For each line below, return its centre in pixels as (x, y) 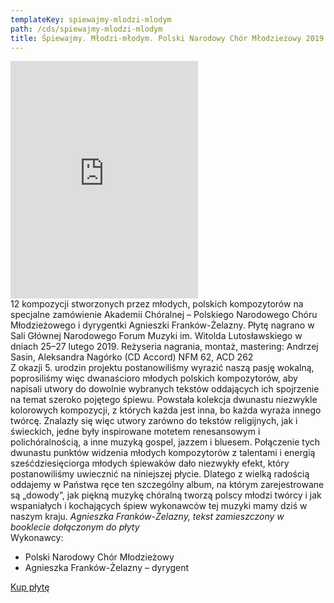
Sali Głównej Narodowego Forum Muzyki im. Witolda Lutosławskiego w (156, 336)
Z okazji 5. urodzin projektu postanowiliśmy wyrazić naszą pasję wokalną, (162, 368)
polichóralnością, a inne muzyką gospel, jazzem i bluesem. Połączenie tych (165, 442)
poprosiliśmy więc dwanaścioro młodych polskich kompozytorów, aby (154, 378)
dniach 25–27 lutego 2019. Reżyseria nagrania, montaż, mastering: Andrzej (164, 347)
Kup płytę (30, 587)
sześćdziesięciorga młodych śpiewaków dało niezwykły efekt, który (150, 463)
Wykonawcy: (37, 538)
